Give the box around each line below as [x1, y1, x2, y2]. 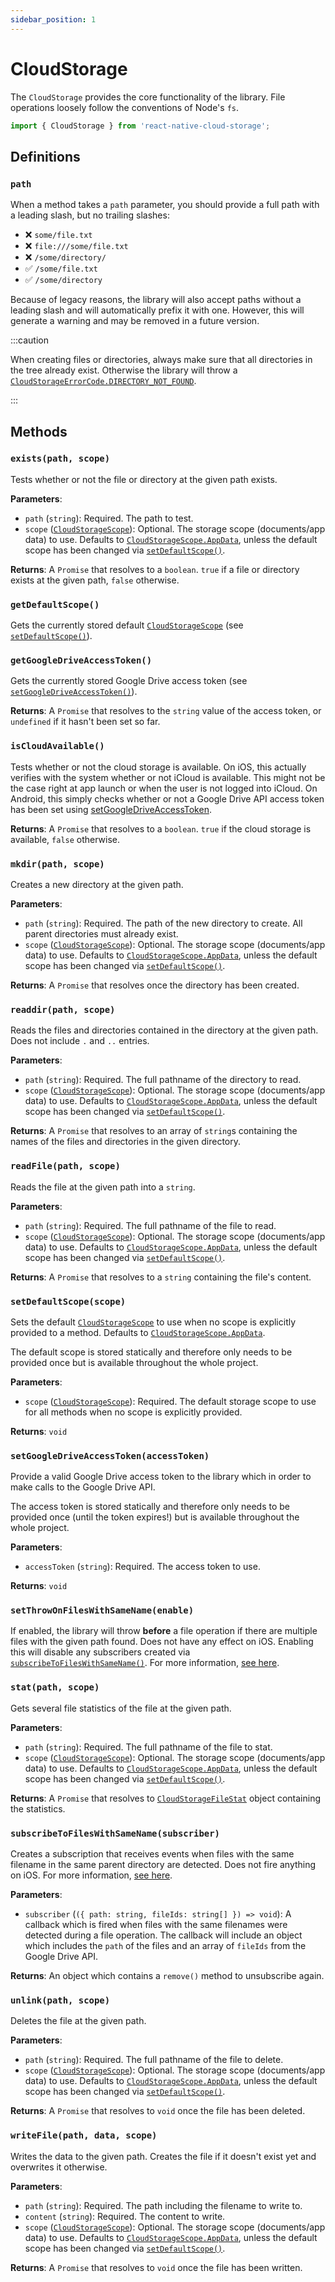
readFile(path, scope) [10, 1161, 121, 1172]
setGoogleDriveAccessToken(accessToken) [10, 1450, 210, 1461]
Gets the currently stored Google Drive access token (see [10, 675, 248, 687]
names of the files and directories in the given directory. [10, 1136, 242, 1148]
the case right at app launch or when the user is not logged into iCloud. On [10, 782, 318, 794]
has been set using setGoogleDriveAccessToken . [10, 803, 212, 815]
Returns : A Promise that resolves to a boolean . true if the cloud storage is [10, 822, 312, 835]
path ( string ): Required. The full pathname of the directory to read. [24, 1074, 302, 1086]
